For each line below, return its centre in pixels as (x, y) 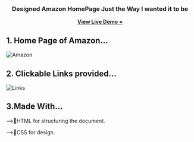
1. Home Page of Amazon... (57, 40)
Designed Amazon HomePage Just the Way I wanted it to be (100, 9)
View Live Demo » (100, 22)
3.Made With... (35, 107)
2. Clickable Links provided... (62, 73)
